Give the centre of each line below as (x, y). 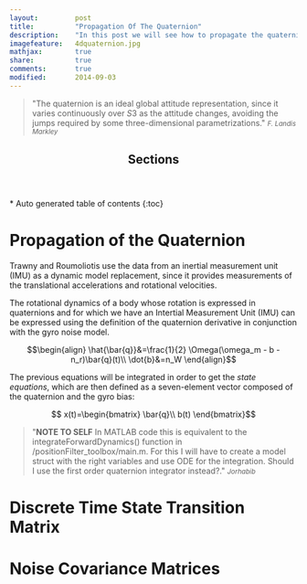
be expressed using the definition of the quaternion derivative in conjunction (153, 323)
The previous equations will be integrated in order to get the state (133, 377)
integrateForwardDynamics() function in (107, 442)
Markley (45, 132)
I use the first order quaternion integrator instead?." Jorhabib (143, 471)
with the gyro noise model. (59, 332)
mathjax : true (51, 52)
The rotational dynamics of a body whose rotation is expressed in (132, 303)
